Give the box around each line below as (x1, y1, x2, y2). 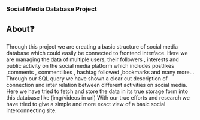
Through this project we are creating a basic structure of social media (6, 43, 178, 50)
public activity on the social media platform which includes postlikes (6, 62, 175, 69)
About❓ (6, 24, 35, 34)
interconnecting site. (6, 107, 57, 114)
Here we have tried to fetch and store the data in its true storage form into (6, 88, 189, 95)
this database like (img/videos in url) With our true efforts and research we (6, 94, 190, 101)
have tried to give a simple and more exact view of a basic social (6, 100, 166, 107)
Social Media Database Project (6, 5, 98, 13)
